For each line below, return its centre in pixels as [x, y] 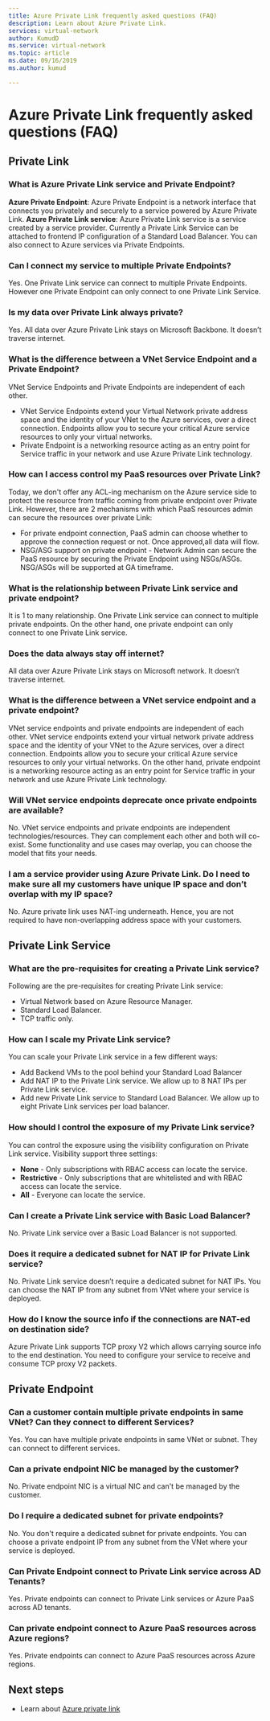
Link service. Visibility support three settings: [83, 1153]
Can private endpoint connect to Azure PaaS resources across [133, 1628]
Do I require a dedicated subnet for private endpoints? [116, 1516]
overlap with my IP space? [61, 894]
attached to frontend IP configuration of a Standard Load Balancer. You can [133, 236]
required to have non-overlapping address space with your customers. [125, 920]
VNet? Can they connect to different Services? [101, 1422]
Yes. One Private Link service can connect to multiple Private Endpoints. [128, 283]
